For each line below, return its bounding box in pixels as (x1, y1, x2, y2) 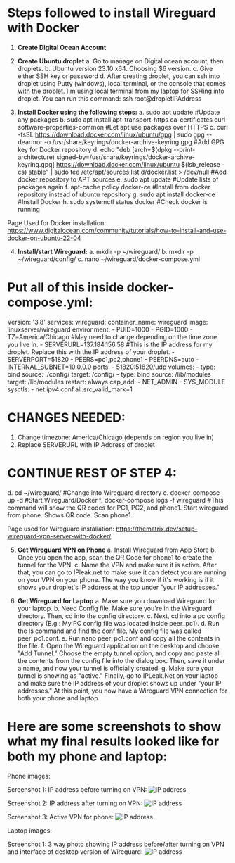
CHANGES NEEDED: (7, 410, 126, 426)
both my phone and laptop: (7, 748, 168, 764)
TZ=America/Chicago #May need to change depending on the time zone (7, 332, 217, 341)
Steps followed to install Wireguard (7, 5, 216, 21)
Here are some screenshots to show (7, 718, 222, 734)
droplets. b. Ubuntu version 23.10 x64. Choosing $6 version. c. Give (17, 64, 213, 73)
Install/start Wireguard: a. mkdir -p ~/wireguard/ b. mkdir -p (17, 247, 194, 256)
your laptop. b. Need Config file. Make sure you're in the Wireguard (17, 604, 213, 612)
